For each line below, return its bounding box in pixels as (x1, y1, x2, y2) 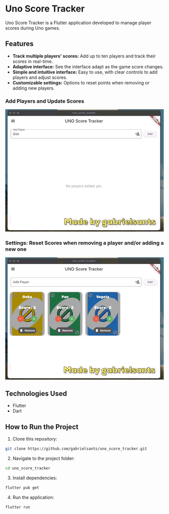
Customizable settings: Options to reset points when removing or (12, 79, 150, 85)
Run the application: (12, 494, 54, 500)
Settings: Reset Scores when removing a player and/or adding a (5, 239, 164, 246)
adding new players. (12, 85, 55, 91)
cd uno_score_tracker (5, 466, 51, 471)
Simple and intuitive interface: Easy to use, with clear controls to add (12, 69, 157, 75)
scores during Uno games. (5, 25, 60, 31)
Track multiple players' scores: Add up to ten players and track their (12, 53, 156, 59)
